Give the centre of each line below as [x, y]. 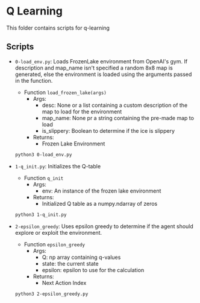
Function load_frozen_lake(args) [65, 92]
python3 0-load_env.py [43, 155]
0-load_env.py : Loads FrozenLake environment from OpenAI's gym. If [101, 61]
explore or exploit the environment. [58, 232]
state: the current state [70, 263]
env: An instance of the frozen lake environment [102, 191]
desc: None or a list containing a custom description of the [115, 105]
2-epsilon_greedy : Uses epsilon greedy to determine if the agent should [104, 226]
